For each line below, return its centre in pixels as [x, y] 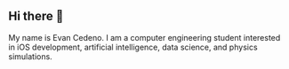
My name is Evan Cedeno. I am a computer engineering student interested [144, 37]
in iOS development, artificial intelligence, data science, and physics [133, 47]
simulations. [30, 56]
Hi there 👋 [36, 16]
